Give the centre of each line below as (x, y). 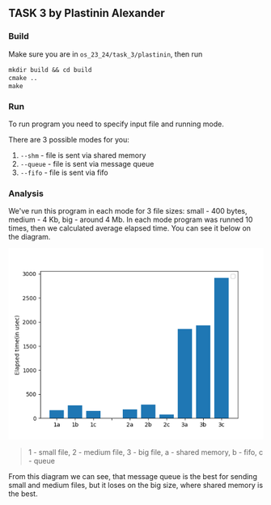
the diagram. (30, 237)
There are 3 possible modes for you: (69, 139)
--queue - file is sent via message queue (87, 163)
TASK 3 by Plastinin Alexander (87, 13)
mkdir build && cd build (50, 70)
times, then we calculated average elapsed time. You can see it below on (130, 228)
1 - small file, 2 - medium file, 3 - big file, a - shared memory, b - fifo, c (146, 452)
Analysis (26, 193)
